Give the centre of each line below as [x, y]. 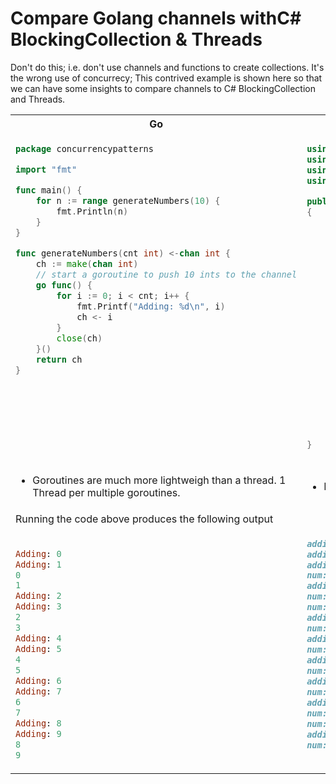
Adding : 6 [38, 681]
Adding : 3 [38, 606]
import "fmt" [46, 169]
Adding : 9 [38, 734]
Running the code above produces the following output [144, 519]
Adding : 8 [38, 723]
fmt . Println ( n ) [92, 211]
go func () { [64, 285]
